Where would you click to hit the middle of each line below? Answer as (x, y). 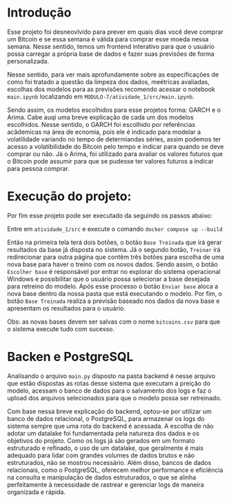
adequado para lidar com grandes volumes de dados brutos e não (101, 455)
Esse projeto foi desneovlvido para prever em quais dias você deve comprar (115, 32)
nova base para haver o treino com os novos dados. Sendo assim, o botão (113, 264)
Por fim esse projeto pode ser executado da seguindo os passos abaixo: (110, 215)
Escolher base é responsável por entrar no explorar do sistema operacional (114, 271)
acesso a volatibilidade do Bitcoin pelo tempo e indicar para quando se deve (115, 146)
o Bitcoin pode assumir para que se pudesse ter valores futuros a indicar (110, 161)
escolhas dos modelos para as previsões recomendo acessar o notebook (111, 89)
